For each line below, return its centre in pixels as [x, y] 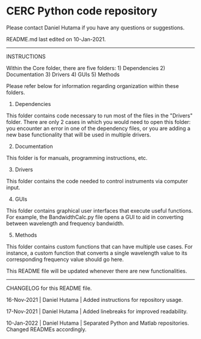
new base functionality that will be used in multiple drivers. [79, 134]
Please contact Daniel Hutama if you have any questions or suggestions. [95, 28]
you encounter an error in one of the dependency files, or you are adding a [98, 128]
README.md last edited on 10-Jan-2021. [56, 39]
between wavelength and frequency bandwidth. [65, 223]
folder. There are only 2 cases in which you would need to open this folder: [98, 122]
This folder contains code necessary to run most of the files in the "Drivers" [100, 116]
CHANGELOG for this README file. [49, 288]
